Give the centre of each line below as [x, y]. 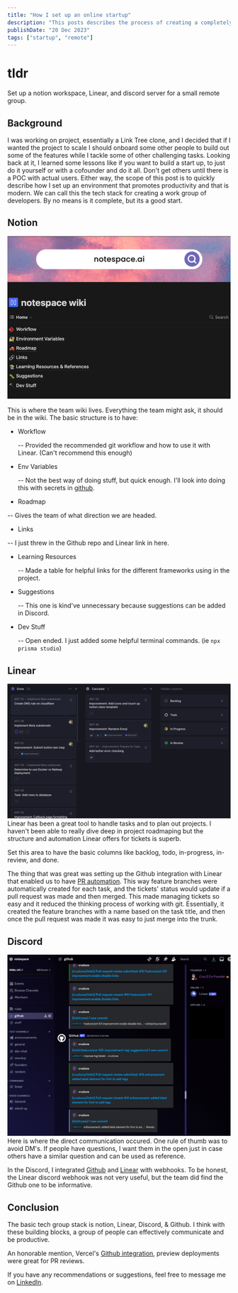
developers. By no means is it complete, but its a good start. [95, 200]
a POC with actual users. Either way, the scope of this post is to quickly [111, 178]
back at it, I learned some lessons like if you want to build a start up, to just [116, 163]
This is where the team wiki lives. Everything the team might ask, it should [115, 410]
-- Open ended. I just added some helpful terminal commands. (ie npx [119, 641]
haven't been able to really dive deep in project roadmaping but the [106, 831]
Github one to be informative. [50, 1185]
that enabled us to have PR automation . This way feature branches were [112, 882]
